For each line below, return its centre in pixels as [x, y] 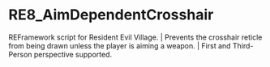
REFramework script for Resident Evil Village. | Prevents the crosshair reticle [135, 37]
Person [20, 54]
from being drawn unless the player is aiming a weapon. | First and [120, 45]
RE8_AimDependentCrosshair [111, 15]
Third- [243, 45]
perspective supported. [73, 54]
